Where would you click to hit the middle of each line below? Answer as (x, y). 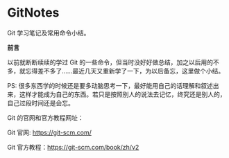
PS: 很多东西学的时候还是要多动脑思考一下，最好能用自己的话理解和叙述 (110, 85)
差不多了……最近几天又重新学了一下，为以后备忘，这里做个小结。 (131, 71)
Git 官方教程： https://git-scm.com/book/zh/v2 (73, 147)
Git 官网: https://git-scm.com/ (49, 132)
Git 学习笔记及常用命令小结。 (49, 33)
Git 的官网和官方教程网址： (46, 117)
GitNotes (33, 13)
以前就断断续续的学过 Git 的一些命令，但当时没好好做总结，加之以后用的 (110, 62)
